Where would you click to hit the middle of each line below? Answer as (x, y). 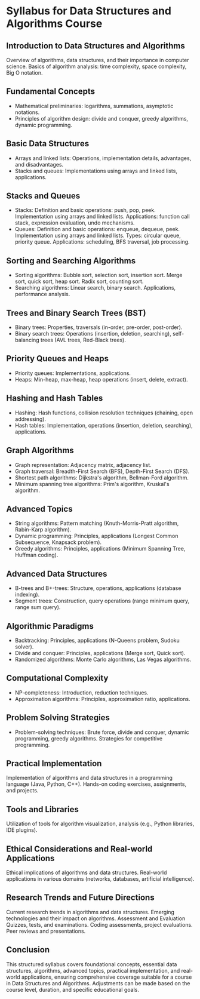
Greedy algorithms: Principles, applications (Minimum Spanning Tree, (100, 549)
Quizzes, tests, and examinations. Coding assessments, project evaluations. (99, 924)
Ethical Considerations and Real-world (79, 849)
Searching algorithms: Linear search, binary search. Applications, (95, 288)
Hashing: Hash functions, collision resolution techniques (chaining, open (104, 413)
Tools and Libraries (42, 809)
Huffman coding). (36, 555)
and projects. (22, 791)
